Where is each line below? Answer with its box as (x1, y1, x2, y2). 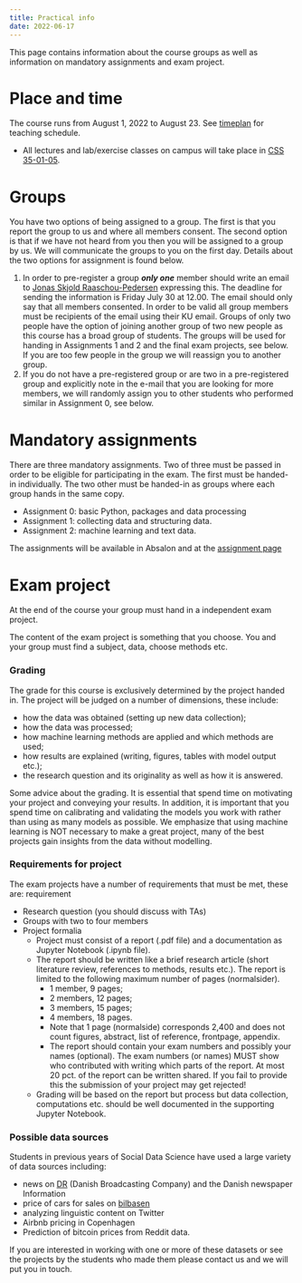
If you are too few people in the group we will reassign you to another (22, 350, 282, 361)
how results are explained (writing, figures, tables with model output (22, 750, 277, 762)
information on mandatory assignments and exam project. (9, 56, 225, 67)
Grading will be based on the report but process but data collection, (35, 1089, 289, 1100)
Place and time (9, 88, 123, 109)
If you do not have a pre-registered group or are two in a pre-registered (22, 369, 289, 380)
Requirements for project (9, 858, 122, 870)
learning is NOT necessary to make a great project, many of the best (9, 826, 265, 837)
